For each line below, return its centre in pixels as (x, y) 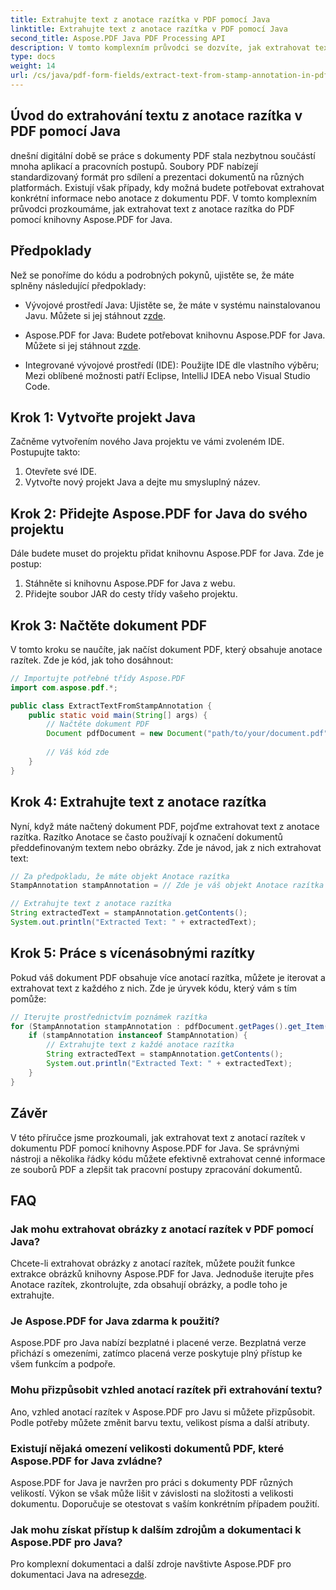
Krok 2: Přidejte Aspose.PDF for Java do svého (159, 513)
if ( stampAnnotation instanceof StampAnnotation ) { (138, 1036)
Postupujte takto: (45, 452)
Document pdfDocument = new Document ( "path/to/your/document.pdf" (187, 734)
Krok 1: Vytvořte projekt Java (103, 417)
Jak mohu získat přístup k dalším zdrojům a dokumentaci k (156, 1529)
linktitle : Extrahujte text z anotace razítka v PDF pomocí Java (149, 29)
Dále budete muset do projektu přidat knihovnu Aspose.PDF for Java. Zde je (167, 553)
